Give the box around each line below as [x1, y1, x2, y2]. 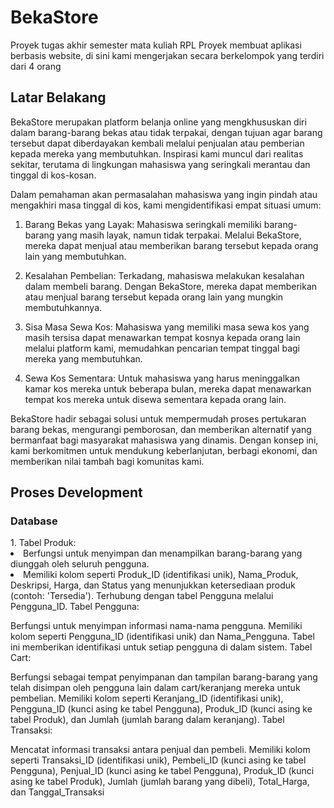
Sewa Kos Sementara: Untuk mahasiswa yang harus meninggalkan [24, 372, 300, 384]
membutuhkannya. [24, 301, 103, 313]
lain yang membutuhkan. [24, 250, 127, 262]
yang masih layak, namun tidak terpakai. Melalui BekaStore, [56, 229, 302, 241]
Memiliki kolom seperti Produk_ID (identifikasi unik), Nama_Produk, [23, 569, 299, 581]
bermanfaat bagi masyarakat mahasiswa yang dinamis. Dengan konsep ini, [10, 434, 319, 446]
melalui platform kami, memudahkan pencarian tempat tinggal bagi [24, 342, 300, 354]
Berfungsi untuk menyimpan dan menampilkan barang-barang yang [23, 547, 303, 560]
